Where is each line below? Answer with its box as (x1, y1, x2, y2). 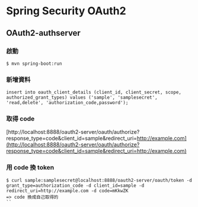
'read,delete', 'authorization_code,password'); (6, 100, 129, 106)
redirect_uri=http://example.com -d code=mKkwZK (6, 187, 129, 194)
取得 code (6, 115, 35, 123)
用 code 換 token (6, 164, 55, 172)
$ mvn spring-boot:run (6, 61, 62, 67)
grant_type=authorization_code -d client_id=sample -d (6, 183, 145, 189)
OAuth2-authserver (6, 28, 81, 38)
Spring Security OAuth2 (6, 4, 126, 18)
